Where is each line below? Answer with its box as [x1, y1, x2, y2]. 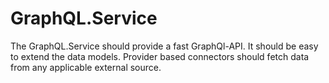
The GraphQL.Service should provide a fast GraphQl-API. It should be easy [10, 40, 319, 52]
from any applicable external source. [10, 61, 162, 73]
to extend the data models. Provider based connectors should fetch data [10, 50, 310, 62]
